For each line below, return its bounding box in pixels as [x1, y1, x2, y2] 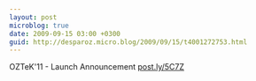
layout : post [9, 12, 58, 22]
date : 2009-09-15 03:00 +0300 [9, 29, 121, 38]
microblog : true [9, 21, 69, 30]
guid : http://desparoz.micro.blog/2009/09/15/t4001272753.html [9, 37, 248, 47]
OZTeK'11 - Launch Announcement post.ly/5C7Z [9, 62, 184, 72]
